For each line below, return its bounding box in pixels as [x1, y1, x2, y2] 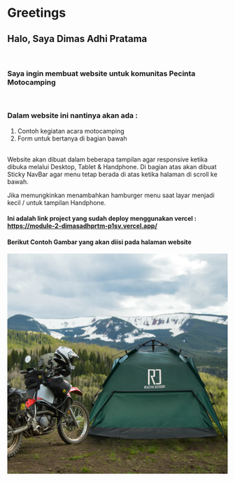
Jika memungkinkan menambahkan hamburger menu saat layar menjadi [7, 191, 215, 199]
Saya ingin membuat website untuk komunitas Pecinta [7, 69, 196, 78]
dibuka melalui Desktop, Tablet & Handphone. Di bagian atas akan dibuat [7, 162, 217, 171]
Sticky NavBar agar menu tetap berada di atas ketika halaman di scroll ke [7, 170, 218, 178]
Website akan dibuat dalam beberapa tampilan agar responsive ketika [7, 155, 208, 164]
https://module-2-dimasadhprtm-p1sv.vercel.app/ [7, 222, 157, 230]
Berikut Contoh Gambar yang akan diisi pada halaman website [7, 238, 192, 246]
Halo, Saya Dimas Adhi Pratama [7, 33, 148, 45]
